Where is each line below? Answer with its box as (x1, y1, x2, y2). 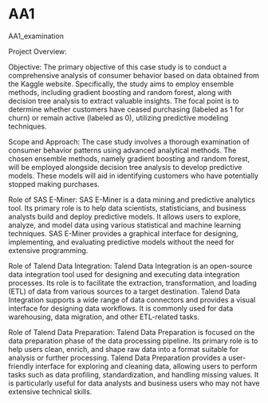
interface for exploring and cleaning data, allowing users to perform (35, 361, 258, 371)
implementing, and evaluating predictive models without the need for (8, 237, 235, 247)
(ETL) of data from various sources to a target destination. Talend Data (8, 286, 241, 296)
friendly (8, 361, 34, 371)
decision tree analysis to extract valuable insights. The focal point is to (8, 96, 239, 105)
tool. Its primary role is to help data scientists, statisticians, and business (8, 203, 246, 212)
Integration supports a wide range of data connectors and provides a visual (8, 294, 256, 304)
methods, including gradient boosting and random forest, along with (8, 87, 232, 97)
